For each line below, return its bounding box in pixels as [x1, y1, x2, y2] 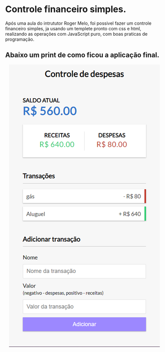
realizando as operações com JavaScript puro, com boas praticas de [5, 31, 148, 37]
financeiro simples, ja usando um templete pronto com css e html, [5, 25, 141, 31]
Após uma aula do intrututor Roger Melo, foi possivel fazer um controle [5, 20, 152, 26]
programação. [5, 36, 35, 42]
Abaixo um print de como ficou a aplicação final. [5, 51, 159, 59]
